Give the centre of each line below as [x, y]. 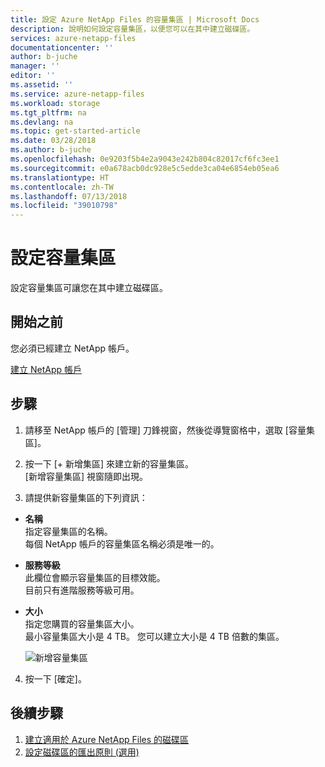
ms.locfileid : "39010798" [64, 206]
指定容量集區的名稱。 [68, 531]
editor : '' [33, 76]
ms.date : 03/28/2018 [53, 141]
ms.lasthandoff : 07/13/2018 [69, 196]
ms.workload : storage [55, 103]
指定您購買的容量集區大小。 [82, 623]
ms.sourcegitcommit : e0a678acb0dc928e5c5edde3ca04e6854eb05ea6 [145, 168]
